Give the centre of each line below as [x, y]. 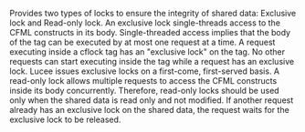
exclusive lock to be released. [65, 119]
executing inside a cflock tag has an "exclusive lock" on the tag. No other [147, 52]
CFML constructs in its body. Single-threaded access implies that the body [150, 32]
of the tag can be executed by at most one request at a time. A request [142, 42]
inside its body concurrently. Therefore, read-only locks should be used [145, 91]
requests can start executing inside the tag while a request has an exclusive [152, 61]
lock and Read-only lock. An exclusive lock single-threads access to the [145, 23]
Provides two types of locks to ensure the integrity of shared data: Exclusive [153, 13]
